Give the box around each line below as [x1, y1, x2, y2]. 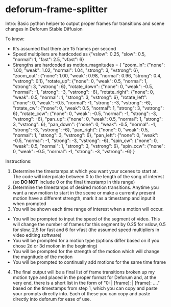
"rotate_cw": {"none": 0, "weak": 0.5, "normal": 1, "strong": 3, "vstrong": [12, 105, 164, 111]
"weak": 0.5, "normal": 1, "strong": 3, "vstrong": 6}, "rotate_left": [12, 94, 148, 100]
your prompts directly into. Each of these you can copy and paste [12, 290, 151, 296]
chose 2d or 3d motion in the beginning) [12, 243, 98, 249]
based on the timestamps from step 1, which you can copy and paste [12, 285, 158, 291]
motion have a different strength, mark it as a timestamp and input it [12, 195, 156, 201]
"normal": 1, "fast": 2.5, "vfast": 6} [12, 56, 84, 62]
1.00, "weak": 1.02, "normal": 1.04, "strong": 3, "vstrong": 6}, [12, 67, 140, 73]
